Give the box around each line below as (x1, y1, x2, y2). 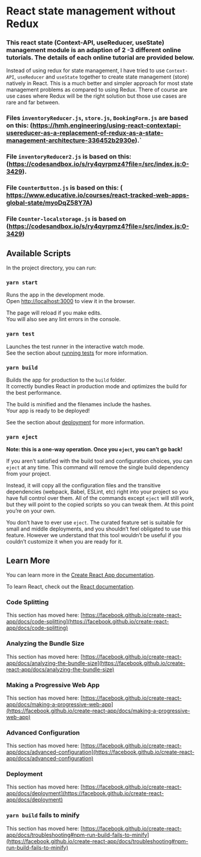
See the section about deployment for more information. (6, 418, 145, 425)
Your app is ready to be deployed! (6, 407, 90, 414)
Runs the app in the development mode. (6, 291, 105, 298)
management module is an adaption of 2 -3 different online (6, 46, 181, 55)
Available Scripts (6, 248, 71, 259)
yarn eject (6, 433, 38, 441)
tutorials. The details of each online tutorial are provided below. (6, 53, 195, 62)
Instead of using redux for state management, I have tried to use (6, 67, 165, 74)
